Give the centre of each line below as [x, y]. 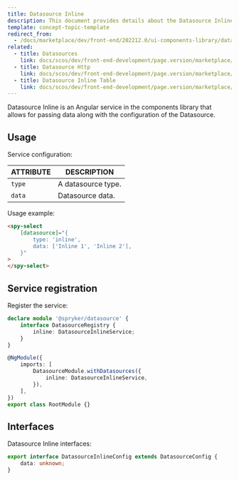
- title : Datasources [46, 54]
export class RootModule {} [49, 404]
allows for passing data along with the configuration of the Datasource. [111, 115]
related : [20, 47]
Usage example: [31, 213]
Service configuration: [40, 155]
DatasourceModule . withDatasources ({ [87, 372]
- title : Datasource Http [52, 67]
